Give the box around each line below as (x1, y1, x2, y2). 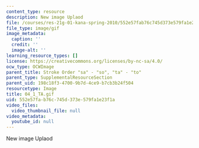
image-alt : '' (11, 47, 46, 53)
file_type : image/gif (6, 25, 60, 31)
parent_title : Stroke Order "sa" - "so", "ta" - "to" (6, 69, 142, 75)
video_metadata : (6, 113, 46, 119)
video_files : (6, 102, 38, 108)
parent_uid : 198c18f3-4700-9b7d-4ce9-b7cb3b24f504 (6, 81, 134, 86)
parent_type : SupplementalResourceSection (6, 75, 113, 81)
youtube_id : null (11, 119, 54, 125)
